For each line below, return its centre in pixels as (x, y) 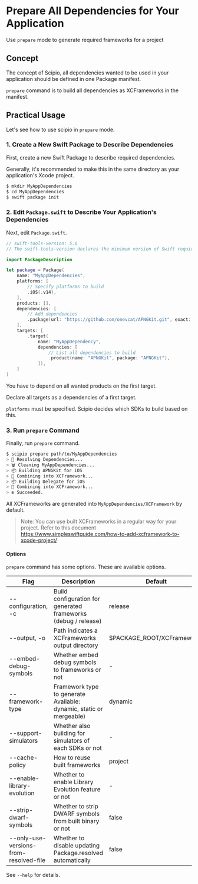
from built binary (76, 821)
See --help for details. (33, 875)
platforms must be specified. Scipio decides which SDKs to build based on (97, 408)
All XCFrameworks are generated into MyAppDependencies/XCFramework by (94, 504)
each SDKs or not (77, 748)
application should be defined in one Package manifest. (74, 79)
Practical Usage (36, 116)
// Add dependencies (52, 314)
